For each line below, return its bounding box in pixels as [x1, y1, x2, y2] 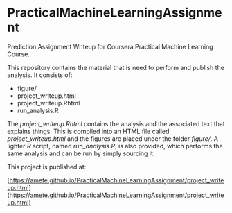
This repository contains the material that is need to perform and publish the [7, 63, 225, 71]
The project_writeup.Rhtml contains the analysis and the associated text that [7, 119, 225, 128]
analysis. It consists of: [7, 71, 73, 79]
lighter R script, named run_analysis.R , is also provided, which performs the [7, 142, 223, 150]
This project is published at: [7, 162, 87, 171]
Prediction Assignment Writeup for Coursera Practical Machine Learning [7, 42, 213, 51]
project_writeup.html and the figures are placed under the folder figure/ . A [7, 134, 218, 143]
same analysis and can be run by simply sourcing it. [7, 149, 155, 157]
